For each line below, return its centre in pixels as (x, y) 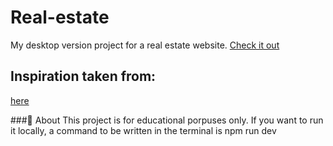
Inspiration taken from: (83, 76)
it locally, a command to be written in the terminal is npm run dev (143, 130)
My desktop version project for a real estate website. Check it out (145, 45)
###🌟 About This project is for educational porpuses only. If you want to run (167, 120)
